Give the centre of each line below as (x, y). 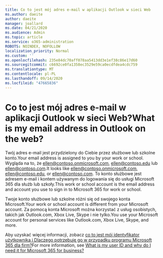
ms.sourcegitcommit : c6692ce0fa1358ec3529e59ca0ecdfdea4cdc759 (71, 65)
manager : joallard (24, 23)
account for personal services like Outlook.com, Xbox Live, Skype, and (77, 220)
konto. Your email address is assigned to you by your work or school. (74, 158)
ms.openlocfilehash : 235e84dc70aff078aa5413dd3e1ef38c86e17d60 (71, 60)
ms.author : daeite (24, 14)
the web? (24, 139)
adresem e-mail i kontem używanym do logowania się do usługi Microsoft (80, 179)
